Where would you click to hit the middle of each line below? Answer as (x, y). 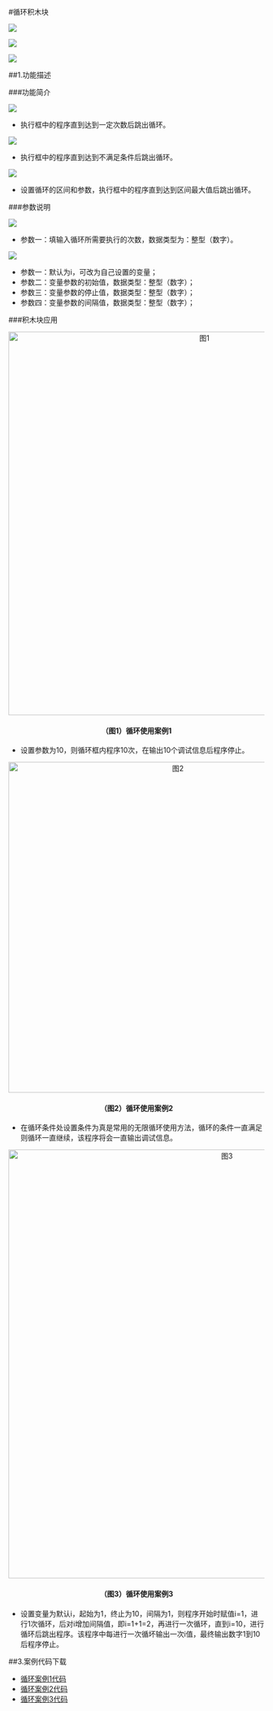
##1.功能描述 (30, 75)
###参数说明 (30, 207)
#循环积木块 (28, 12)
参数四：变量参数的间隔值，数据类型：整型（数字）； (107, 302)
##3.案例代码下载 (38, 1661)
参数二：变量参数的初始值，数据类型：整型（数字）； (107, 282)
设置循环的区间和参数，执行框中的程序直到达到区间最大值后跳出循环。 (138, 190)
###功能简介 (30, 92)
